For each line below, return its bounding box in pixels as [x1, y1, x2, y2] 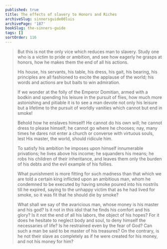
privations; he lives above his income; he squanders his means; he [17, 150, 154, 157]
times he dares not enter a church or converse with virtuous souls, [17, 130, 154, 136]
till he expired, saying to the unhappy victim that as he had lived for [17, 186, 156, 192]
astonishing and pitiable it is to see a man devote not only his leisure [17, 99, 158, 105]
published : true [5, 7, 39, 12]
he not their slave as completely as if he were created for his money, [17, 233, 158, 239]
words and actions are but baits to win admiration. [17, 79, 121, 85]
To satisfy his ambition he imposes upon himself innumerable [17, 145, 144, 151]
